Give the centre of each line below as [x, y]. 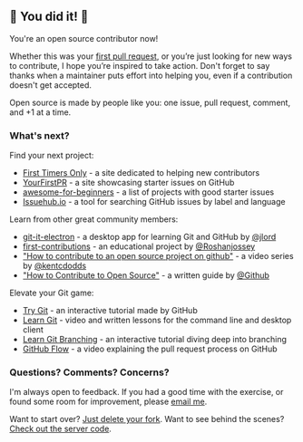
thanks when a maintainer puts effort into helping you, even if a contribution [151, 75]
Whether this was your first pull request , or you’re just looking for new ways [151, 56]
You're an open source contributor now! [84, 38]
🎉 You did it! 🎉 [49, 17]
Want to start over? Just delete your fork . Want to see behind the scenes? [147, 419]
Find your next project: [52, 156]
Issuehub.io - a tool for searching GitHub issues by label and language [154, 202]
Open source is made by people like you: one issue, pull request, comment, [150, 102]
